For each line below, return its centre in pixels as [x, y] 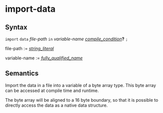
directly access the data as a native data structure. [56, 105]
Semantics [22, 73]
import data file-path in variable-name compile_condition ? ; [66, 39]
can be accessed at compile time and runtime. [52, 90]
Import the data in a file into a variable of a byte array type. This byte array [81, 85]
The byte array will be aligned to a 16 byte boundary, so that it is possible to [82, 100]
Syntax [16, 27]
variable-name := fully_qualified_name [44, 58]
